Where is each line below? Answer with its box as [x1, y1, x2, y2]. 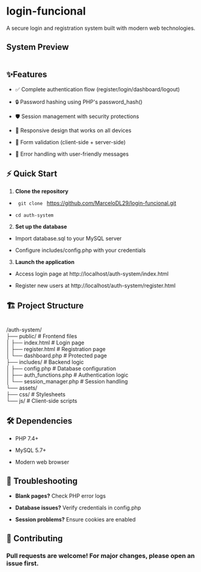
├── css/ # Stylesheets [6, 391, 66, 398]
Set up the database [15, 223, 67, 231]
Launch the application [15, 259, 75, 266]
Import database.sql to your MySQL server [15, 235, 122, 242]
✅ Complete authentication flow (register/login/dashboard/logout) [15, 85, 180, 92]
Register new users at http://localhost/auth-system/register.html [15, 282, 176, 290]
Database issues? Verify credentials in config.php [15, 504, 141, 511]
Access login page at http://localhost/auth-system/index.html [15, 270, 169, 277]
